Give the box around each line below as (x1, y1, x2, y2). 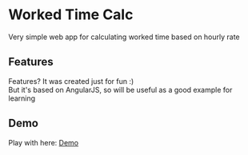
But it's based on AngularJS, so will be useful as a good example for (8, 85, 233, 94)
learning (8, 93, 36, 103)
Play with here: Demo (8, 137, 78, 147)
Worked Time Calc (8, 6, 134, 24)
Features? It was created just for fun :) (8, 76, 134, 85)
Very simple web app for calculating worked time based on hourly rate (8, 32, 240, 42)
